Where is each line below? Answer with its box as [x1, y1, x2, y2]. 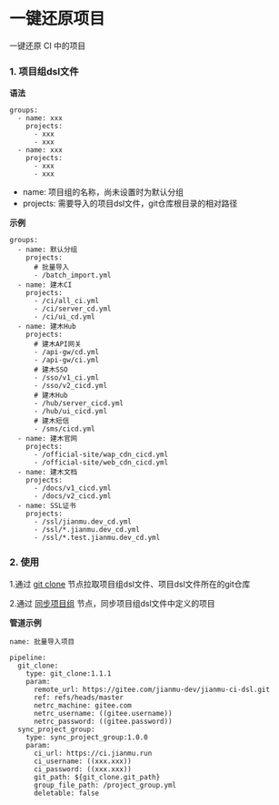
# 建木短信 [33, 416, 70, 426]
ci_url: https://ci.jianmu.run [33, 749, 153, 758]
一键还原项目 [9, 8, 106, 29]
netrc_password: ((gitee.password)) [33, 717, 173, 726]
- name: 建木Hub [17, 322, 76, 331]
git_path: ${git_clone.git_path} [33, 772, 161, 781]
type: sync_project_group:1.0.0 [25, 732, 148, 742]
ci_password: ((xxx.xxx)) [33, 764, 132, 774]
